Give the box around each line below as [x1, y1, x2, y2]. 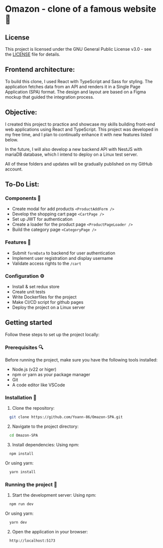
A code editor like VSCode [12, 382, 65, 388]
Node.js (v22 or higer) [12, 366, 57, 372]
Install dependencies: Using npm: [12, 442, 79, 448]
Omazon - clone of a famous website [5, 3, 157, 15]
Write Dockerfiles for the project [12, 294, 77, 300]
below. [5, 137, 18, 143]
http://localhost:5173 [9, 538, 55, 543]
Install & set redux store [12, 283, 60, 289]
